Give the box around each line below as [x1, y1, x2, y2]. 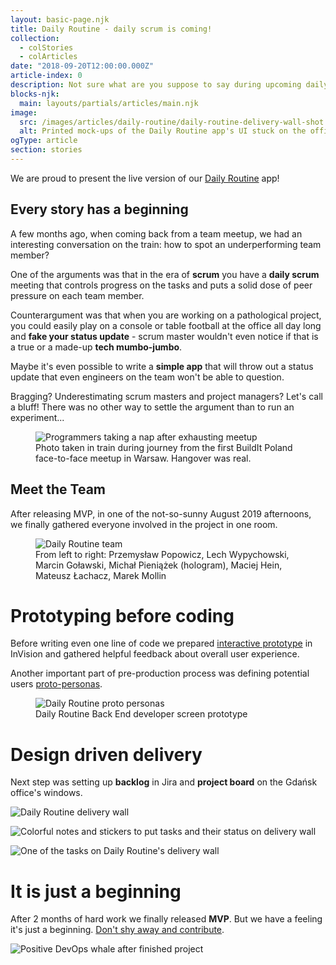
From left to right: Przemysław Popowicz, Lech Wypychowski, [35, 548, 290, 560]
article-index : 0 [10, 71, 83, 81]
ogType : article [10, 136, 78, 146]
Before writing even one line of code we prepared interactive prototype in [10, 637, 313, 650]
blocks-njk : [10, 89, 60, 99]
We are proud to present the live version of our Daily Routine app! [10, 172, 280, 184]
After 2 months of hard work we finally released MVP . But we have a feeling [10, 913, 323, 925]
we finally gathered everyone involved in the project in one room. [10, 518, 278, 530]
